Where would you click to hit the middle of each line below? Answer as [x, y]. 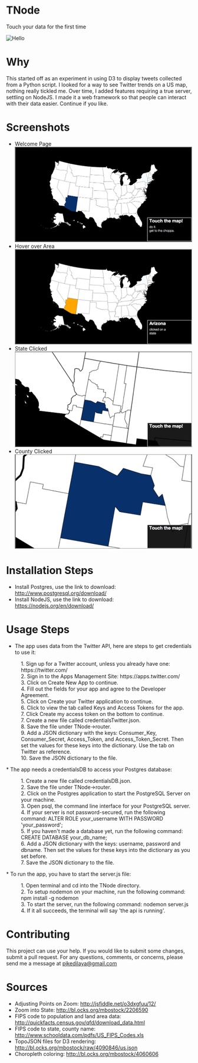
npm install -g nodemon [50, 898]
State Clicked [31, 349]
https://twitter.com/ [44, 670]
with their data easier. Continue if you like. [57, 103]
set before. [34, 856]
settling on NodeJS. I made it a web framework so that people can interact [96, 97]
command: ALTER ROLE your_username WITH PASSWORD [92, 819]
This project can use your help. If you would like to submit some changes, [95, 951]
